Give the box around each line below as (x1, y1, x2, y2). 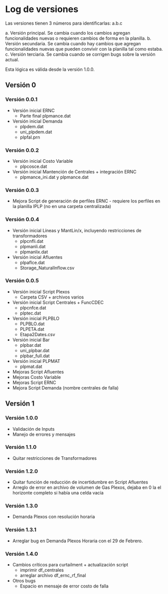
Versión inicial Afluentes (12, 254, 63, 260)
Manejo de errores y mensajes (12, 431, 76, 437)
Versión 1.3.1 (5, 526, 37, 533)
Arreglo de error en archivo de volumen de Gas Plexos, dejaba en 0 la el (12, 484, 161, 490)
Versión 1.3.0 (5, 503, 38, 510)
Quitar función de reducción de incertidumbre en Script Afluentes (12, 479, 148, 485)
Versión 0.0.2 (5, 147, 39, 154)
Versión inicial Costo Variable (12, 158, 73, 164)
